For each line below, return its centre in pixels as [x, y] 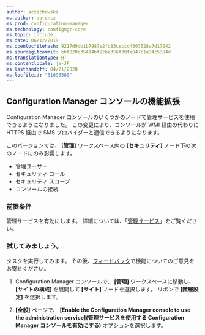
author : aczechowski [33, 12]
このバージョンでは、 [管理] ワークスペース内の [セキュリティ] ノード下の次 [101, 145]
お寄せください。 [28, 268]
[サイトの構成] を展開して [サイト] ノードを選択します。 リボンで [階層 [104, 289]
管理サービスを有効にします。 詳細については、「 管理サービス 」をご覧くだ [99, 221]
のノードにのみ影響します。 [41, 153]
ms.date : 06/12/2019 [33, 40]
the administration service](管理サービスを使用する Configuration [100, 317]
